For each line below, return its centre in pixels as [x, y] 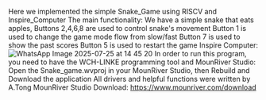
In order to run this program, [201, 54]
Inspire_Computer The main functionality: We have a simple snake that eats [131, 20]
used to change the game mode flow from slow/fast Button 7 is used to [124, 37]
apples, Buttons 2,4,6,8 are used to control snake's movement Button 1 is [127, 28]
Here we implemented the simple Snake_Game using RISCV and [112, 12]
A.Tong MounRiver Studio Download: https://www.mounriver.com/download [132, 87]
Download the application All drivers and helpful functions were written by [129, 79]
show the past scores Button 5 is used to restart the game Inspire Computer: [133, 45]
